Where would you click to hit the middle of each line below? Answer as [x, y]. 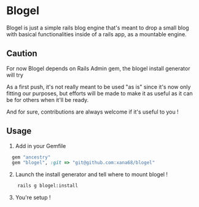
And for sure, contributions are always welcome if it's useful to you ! [93, 112]
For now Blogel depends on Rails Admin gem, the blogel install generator [98, 68]
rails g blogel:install [48, 186]
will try [15, 75]
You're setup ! [33, 198]
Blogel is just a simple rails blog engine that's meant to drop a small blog [98, 28]
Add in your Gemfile [41, 146]
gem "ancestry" [31, 157]
